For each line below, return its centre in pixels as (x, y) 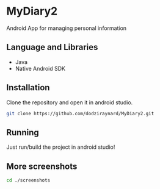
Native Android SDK (40, 68)
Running (23, 132)
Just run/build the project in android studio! (61, 147)
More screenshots (42, 166)
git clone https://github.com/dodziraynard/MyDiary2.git (80, 113)
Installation (28, 87)
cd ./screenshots (28, 180)
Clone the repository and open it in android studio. (70, 102)
